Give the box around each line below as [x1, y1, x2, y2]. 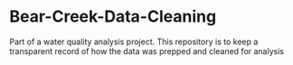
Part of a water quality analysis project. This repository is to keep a [9, 36, 259, 47]
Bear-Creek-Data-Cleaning [9, 6, 217, 27]
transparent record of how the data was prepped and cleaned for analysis [9, 45, 285, 56]
